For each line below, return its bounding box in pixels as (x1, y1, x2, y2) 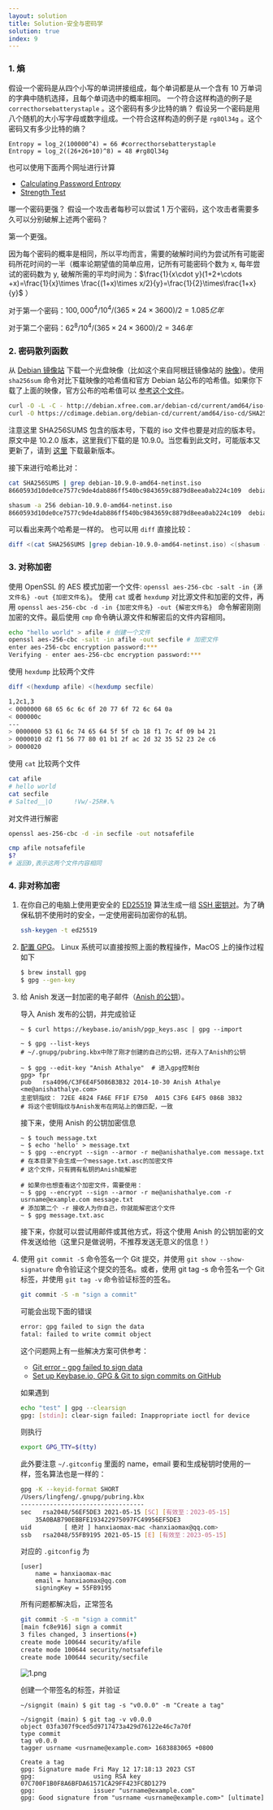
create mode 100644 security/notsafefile (19, 1646, 162, 1654)
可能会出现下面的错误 (19, 1306, 92, 1316)
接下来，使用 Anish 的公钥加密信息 (19, 1118, 136, 1127)
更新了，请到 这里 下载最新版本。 (8, 445, 119, 455)
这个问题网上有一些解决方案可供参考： (19, 1346, 149, 1355)
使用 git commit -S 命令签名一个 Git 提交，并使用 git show (19, 1254, 217, 1264)
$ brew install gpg (19, 968, 87, 977)
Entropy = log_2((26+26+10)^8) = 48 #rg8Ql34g (8, 147, 169, 155)
